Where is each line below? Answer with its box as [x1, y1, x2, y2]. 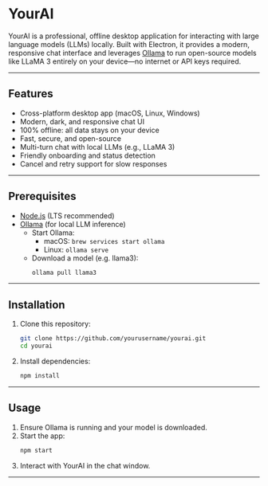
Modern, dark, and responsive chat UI [19, 116, 145, 126]
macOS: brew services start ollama [43, 236, 165, 245]
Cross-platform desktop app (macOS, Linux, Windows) [19, 108, 201, 118]
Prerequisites [8, 190, 77, 203]
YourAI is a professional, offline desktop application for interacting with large [8, 31, 259, 41]
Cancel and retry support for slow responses [19, 159, 167, 168]
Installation [8, 298, 65, 312]
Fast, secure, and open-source [19, 133, 122, 143]
